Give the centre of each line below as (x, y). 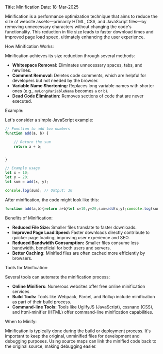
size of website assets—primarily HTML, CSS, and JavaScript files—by (76, 22)
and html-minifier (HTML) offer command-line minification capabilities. (83, 312)
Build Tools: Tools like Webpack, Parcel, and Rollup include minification (83, 296)
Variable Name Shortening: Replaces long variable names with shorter (83, 86)
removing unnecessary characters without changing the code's (68, 27)
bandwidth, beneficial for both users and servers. (61, 248)
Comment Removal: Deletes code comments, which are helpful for (79, 75)
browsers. (22, 258)
